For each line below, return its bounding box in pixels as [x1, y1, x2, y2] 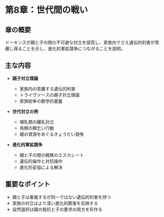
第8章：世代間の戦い [5, 4, 88, 16]
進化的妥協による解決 [19, 164, 63, 170]
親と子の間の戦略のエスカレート [19, 152, 84, 158]
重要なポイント [5, 180, 50, 189]
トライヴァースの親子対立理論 [19, 92, 80, 98]
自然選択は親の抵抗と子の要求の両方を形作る [12, 206, 103, 212]
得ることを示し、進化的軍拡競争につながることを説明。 [13, 46, 125, 52]
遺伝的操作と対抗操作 [19, 158, 63, 164]
